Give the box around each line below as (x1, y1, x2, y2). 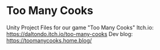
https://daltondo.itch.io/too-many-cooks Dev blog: (6, 30, 133, 37)
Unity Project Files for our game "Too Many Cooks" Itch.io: (6, 24, 154, 31)
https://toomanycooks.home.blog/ (6, 37, 92, 44)
